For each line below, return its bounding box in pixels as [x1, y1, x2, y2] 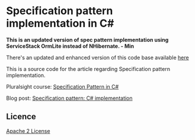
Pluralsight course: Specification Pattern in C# [6, 83, 119, 90]
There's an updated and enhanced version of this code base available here [6, 54, 189, 61]
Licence [6, 112, 37, 122]
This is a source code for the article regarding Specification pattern [6, 65, 171, 72]
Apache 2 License [6, 127, 50, 134]
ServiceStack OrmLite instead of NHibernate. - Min [6, 43, 135, 50]
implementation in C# [6, 17, 114, 30]
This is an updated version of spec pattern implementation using [6, 36, 169, 43]
